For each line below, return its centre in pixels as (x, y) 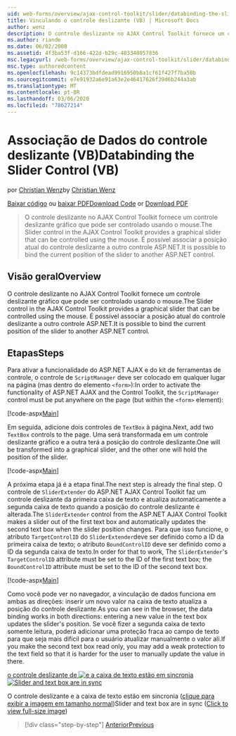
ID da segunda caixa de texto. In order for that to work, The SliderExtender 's (118, 552)
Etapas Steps (36, 353)
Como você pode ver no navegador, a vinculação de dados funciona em (112, 594)
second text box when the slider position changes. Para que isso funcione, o (118, 530)
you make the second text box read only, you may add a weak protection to (116, 647)
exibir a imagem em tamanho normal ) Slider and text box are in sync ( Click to (118, 704)
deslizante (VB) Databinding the (101, 155)
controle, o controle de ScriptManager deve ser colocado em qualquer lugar (117, 378)
